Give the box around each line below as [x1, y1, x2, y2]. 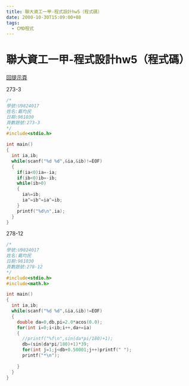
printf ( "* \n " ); [21, 353, 60, 359]
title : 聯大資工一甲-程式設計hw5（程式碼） [6, 8, 103, 15]
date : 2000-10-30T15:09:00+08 [6, 14, 82, 20]
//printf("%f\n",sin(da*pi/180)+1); [21, 336, 113, 342]
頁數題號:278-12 [6, 264, 43, 269]
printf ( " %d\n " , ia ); [17, 208, 66, 214]
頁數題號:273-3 [6, 120, 41, 125]
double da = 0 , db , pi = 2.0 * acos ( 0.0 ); [17, 319, 103, 325]
